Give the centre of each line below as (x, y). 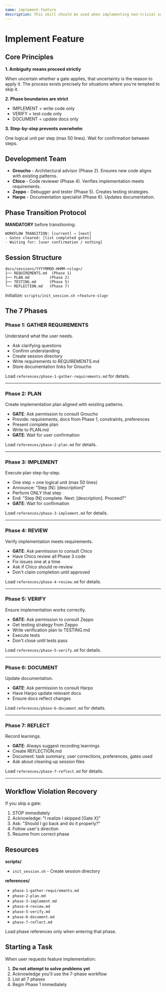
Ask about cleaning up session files (48, 762)
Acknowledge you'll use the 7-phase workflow (60, 974)
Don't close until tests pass (40, 640)
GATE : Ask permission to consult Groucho (55, 414)
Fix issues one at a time (36, 561)
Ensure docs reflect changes (41, 698)
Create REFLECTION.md (37, 751)
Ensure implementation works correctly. (46, 610)
